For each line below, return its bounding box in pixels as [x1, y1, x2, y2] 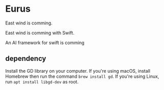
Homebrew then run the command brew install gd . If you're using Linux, [5, 73, 159, 79]
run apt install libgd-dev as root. [5, 78, 79, 84]
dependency [5, 54, 47, 63]
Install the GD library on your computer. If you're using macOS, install [5, 68, 150, 74]
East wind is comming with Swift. [5, 29, 75, 36]
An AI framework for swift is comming [5, 39, 85, 46]
